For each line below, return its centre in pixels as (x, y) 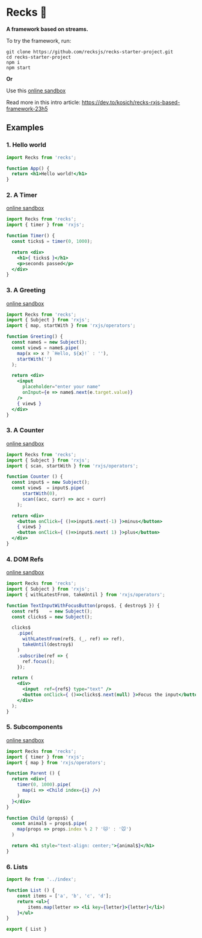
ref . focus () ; (38, 661)
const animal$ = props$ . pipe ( (49, 824)
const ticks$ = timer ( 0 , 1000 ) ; (52, 242)
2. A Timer (22, 195)
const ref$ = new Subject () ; (52, 611)
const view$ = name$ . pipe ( (45, 348)
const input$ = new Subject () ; (51, 483)
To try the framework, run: (39, 40)
